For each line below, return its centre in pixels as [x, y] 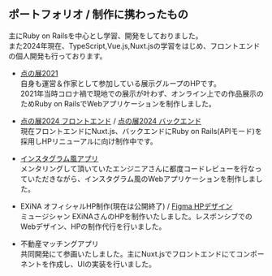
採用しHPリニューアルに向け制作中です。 [89, 141]
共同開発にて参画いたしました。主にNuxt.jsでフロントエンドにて [128, 253]
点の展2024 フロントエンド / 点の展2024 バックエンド [111, 121]
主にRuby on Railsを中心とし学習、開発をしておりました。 [106, 36]
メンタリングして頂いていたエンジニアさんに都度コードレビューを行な [137, 168]
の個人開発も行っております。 [58, 56]
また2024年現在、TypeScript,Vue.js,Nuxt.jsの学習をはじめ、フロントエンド [134, 45]
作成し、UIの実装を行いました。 [102, 264]
